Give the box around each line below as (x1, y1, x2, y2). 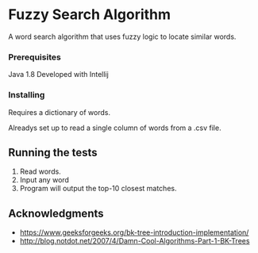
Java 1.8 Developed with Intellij (8, 70, 109, 79)
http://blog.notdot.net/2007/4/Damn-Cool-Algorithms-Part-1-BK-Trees (19, 236, 250, 246)
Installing (8, 90, 45, 101)
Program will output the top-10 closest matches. (19, 184, 177, 194)
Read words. (19, 167, 61, 176)
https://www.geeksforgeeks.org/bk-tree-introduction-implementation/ (19, 228, 249, 237)
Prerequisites (8, 52, 61, 63)
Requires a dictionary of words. (8, 107, 111, 117)
